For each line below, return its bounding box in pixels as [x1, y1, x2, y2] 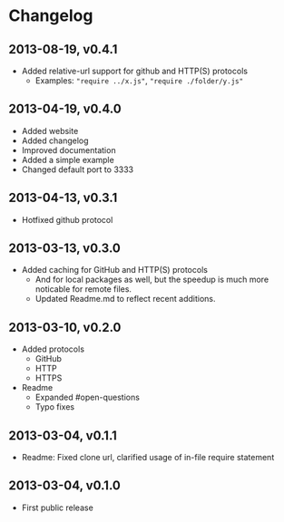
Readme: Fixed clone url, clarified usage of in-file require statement [21, 452, 275, 463]
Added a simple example [21, 154, 114, 165]
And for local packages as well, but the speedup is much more [34, 274, 269, 285]
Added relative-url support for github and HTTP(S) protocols [21, 65, 249, 76]
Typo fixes [34, 401, 74, 412]
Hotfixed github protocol [21, 214, 113, 225]
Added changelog [21, 135, 89, 146]
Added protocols [21, 343, 85, 354]
